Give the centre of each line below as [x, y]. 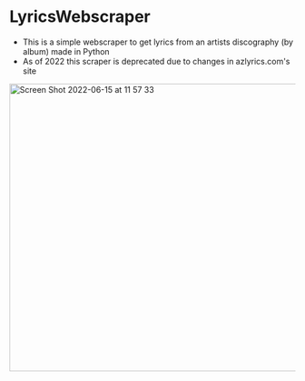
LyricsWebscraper [80, 17]
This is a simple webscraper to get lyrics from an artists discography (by [157, 42]
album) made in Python [66, 51]
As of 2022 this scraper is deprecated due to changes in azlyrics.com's [156, 61]
